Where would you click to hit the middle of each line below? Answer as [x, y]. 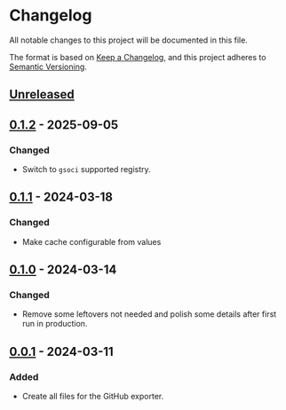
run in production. [55, 324]
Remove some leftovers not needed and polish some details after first [149, 314]
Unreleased [42, 95]
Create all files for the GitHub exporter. [93, 397]
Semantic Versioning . [48, 67]
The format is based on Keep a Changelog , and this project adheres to [138, 57]
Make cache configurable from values [91, 241]
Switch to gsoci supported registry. [86, 170]
